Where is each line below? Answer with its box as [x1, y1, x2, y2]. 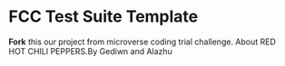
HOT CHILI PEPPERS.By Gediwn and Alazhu [8, 45, 173, 56]
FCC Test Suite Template [8, 6, 199, 27]
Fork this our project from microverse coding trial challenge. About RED [8, 36, 276, 47]
